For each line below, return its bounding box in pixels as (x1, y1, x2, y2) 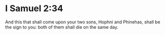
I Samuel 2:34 (5, 3, 63, 14)
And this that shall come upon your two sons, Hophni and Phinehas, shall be (5, 19, 161, 25)
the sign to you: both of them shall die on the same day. (5, 24, 119, 30)
